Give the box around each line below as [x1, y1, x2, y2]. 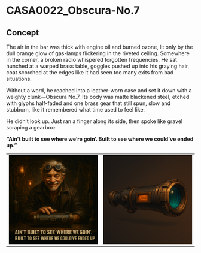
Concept [6, 28, 39, 38]
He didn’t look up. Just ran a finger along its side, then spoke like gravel [6, 118, 183, 125]
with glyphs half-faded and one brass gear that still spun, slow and [6, 100, 171, 107]
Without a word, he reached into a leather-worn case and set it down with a [6, 87, 192, 94]
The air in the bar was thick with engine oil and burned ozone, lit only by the [6, 43, 193, 50]
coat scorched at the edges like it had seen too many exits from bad [6, 69, 174, 76]
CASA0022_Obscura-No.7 [6, 4, 141, 17]
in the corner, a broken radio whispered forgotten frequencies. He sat [6, 56, 178, 63]
